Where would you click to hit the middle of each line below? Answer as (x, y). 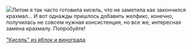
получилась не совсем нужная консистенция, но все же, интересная (94, 22)
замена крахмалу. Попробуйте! (46, 28)
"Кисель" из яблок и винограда (46, 40)
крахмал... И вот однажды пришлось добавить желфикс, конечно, (90, 16)
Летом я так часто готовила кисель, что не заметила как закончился (99, 10)
